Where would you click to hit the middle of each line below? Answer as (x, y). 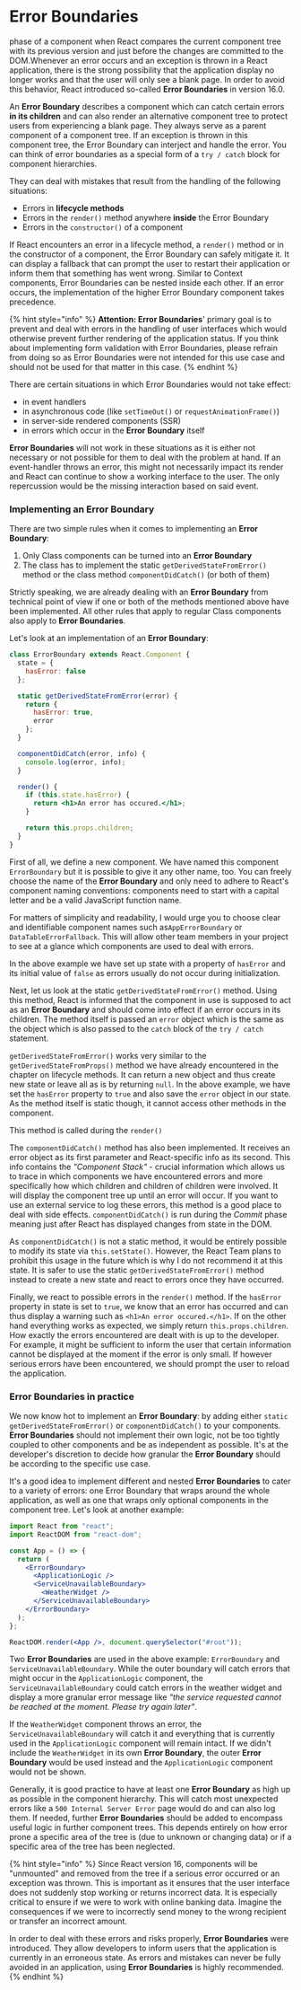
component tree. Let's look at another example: (97, 1510)
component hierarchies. (53, 163)
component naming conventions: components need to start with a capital (144, 890)
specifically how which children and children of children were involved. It (144, 1185)
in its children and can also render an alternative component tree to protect (149, 116)
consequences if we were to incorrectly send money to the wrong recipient (148, 1912)
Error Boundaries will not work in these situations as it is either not (133, 447)
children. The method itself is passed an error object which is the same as (147, 1019)
